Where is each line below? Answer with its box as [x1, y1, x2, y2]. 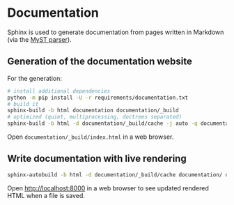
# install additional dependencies [7, 87, 111, 95]
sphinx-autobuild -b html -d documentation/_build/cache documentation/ [7, 171, 223, 179]
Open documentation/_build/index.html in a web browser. [7, 132, 174, 141]
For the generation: [7, 74, 63, 82]
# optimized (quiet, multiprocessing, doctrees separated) [7, 114, 182, 121]
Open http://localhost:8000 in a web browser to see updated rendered [7, 183, 209, 192]
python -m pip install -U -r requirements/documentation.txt [7, 94, 189, 101]
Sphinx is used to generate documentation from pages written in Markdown [7, 28, 224, 36]
